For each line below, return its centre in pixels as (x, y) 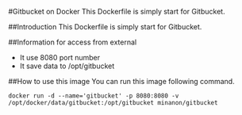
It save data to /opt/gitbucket (67, 66)
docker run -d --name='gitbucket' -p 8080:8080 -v (94, 96)
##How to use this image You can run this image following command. (122, 81)
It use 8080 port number (60, 57)
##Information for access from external (73, 42)
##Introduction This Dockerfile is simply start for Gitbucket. (105, 27)
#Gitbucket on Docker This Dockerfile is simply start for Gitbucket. (117, 11)
